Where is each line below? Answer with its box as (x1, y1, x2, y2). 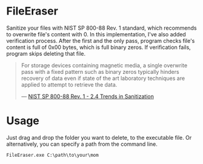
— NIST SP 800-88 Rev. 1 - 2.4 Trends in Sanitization (21, 93, 155, 100)
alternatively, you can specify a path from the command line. (6, 140, 158, 148)
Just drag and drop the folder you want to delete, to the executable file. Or (6, 134, 192, 141)
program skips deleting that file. (6, 50, 86, 57)
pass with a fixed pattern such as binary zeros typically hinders (21, 68, 180, 75)
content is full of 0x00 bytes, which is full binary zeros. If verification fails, (6, 44, 191, 51)
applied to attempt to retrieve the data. (21, 80, 118, 88)
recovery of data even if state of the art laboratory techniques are (21, 74, 185, 82)
